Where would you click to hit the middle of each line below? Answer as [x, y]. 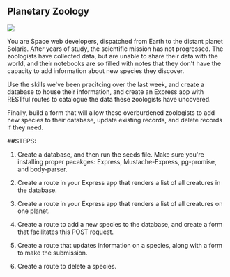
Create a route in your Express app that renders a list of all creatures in [119, 182]
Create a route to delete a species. [67, 266]
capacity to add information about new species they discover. [96, 71]
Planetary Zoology [48, 11]
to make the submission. [52, 253]
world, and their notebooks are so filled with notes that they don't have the [114, 63]
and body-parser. [42, 169]
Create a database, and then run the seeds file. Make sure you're [110, 154]
